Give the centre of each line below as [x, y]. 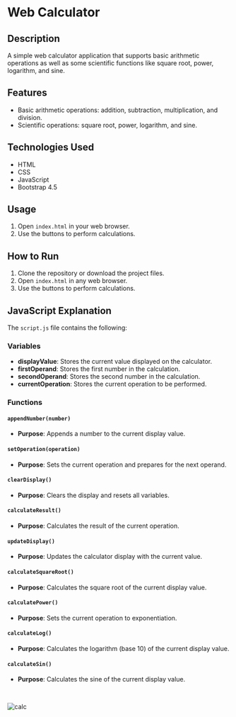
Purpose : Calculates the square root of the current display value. [112, 587]
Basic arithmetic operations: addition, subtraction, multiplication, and [117, 110]
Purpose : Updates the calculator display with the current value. [110, 557]
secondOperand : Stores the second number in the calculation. [109, 377]
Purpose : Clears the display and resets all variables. [93, 495]
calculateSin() [30, 664]
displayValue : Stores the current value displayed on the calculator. [115, 362]
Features [27, 93]
